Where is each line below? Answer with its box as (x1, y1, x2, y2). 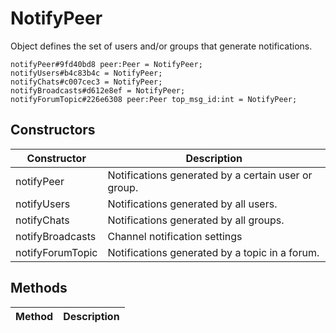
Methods (10, 280, 68, 297)
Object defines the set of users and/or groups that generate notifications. (10, 40, 313, 52)
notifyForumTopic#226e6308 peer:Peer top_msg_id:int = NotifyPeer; (10, 94, 298, 104)
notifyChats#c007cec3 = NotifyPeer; (10, 77, 163, 87)
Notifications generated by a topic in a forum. (107, 245, 320, 259)
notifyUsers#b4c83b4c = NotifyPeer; (10, 68, 163, 78)
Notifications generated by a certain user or (107, 168, 313, 182)
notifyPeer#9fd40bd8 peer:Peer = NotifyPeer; (10, 59, 203, 69)
